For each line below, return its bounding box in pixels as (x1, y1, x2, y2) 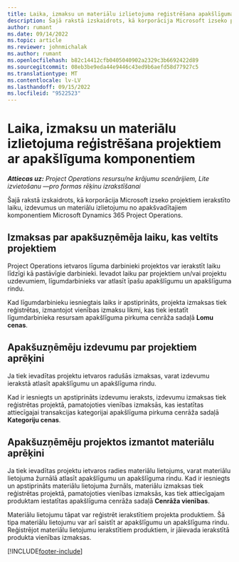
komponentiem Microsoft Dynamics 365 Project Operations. (7, 211, 184, 219)
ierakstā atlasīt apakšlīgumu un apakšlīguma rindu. (7, 379, 156, 387)
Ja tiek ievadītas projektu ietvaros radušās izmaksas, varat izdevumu (7, 371, 210, 380)
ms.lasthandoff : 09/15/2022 (7, 83, 91, 90)
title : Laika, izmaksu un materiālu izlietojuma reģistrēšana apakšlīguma (7, 10, 234, 18)
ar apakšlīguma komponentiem (7, 151, 196, 167)
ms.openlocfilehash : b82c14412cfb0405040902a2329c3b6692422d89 (7, 57, 199, 64)
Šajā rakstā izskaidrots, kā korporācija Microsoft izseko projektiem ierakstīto (7, 196, 231, 204)
